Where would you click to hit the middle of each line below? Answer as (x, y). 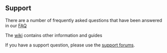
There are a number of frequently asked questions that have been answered (84, 20)
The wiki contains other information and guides (54, 35)
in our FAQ (16, 25)
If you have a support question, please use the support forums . (70, 45)
